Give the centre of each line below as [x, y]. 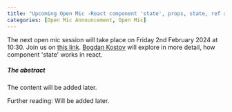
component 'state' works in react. [55, 54]
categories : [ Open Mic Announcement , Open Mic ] [77, 20]
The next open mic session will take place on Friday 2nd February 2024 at [113, 39]
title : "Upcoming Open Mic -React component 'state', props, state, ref [114, 13]
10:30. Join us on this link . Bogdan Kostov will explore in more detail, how [111, 47]
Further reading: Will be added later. [58, 101]
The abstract [26, 71]
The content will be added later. [52, 88]
